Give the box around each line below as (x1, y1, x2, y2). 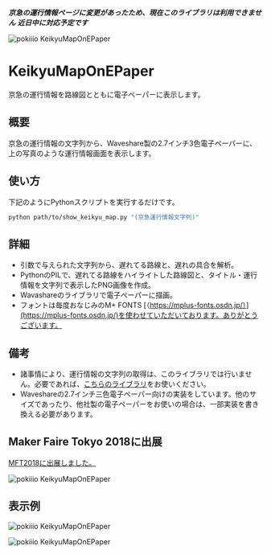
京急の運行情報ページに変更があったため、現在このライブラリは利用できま (8, 8, 255, 17)
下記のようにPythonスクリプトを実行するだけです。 (8, 197, 179, 207)
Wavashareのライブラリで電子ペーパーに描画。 (19, 290, 177, 300)
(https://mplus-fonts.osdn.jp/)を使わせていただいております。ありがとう (19, 310, 259, 320)
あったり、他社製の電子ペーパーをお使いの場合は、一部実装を (41, 400, 245, 409)
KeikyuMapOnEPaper (8, 62, 154, 80)
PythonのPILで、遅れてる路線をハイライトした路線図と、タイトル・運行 (19, 270, 258, 280)
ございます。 (19, 321, 63, 330)
